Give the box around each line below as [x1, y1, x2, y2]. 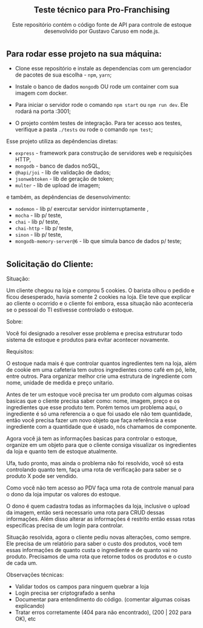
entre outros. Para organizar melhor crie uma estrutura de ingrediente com [6, 373, 193, 380]
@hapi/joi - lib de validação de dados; [15, 169, 111, 176]
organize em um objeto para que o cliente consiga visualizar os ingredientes [6, 442, 197, 449]
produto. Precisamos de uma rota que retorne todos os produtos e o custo [6, 553, 192, 561]
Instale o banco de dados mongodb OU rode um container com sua [15, 83, 179, 90]
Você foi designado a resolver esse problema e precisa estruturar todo [6, 330, 183, 337]
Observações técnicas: [6, 571, 64, 579]
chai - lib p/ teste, [15, 218, 60, 225]
